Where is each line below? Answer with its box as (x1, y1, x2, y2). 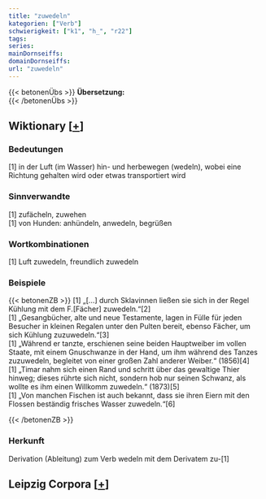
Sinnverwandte (8, 191, 71, 202)
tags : (8, 34, 27, 43)
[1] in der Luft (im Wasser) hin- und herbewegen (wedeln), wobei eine (8, 162, 242, 171)
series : (8, 42, 35, 50)
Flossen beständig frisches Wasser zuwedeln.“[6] (8, 399, 176, 409)
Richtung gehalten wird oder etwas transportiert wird (8, 171, 186, 180)
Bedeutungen (8, 144, 63, 155)
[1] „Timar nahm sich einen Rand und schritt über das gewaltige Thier (8, 365, 240, 375)
